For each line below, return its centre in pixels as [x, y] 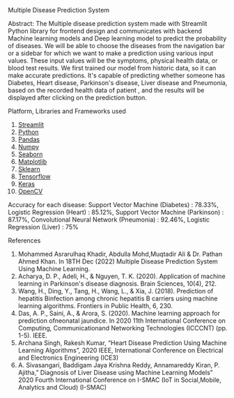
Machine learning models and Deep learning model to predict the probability [117, 38]
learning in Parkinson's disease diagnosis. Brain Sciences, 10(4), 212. [117, 284]
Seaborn [30, 154]
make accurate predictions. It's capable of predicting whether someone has [117, 75]
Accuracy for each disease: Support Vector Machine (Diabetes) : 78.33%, [113, 205]
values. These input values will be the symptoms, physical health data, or [113, 61]
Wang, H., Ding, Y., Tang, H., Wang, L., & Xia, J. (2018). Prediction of [116, 291]
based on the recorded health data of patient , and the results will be [106, 90]
